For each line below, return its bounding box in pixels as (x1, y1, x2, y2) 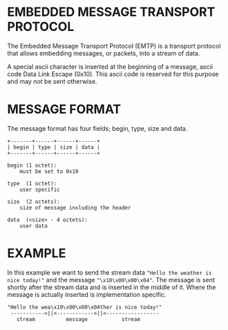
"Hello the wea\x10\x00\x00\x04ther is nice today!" (7, 304, 162, 311)
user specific (19, 186, 60, 193)
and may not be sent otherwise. (7, 77, 97, 85)
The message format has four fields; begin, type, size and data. (7, 124, 188, 132)
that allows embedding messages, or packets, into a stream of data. (7, 49, 200, 57)
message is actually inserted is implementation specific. (7, 290, 167, 298)
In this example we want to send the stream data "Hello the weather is (7, 268, 212, 277)
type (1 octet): (7, 180, 57, 187)
